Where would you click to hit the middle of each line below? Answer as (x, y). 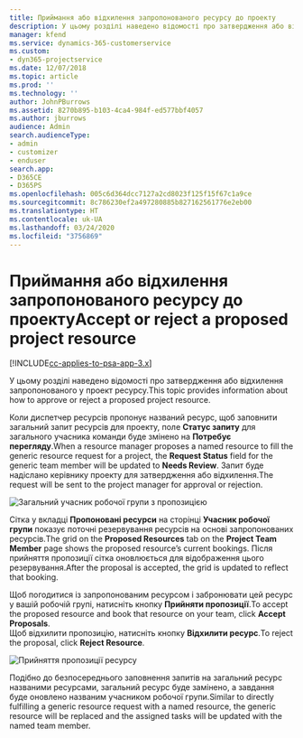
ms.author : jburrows (48, 118)
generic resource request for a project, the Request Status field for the (141, 456)
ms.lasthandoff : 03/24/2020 (62, 228)
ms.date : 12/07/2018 (48, 69)
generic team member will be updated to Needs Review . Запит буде (137, 465)
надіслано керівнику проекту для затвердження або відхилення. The (141, 475)
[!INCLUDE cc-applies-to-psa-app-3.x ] (81, 363)
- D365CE (26, 177)
